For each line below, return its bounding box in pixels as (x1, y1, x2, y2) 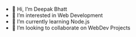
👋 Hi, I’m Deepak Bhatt (11, 6, 67, 12)
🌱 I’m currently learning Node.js (11, 18, 90, 25)
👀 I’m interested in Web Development (11, 12, 103, 19)
